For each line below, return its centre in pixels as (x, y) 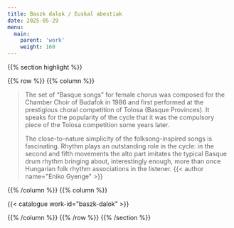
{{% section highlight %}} (45, 67)
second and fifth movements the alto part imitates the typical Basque (126, 154)
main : (22, 34)
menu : (15, 27)
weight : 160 (38, 47)
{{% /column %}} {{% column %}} (58, 190)
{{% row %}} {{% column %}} (51, 81)
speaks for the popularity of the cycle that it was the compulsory (119, 117)
